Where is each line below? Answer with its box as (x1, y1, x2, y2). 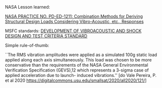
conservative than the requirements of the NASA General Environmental (5, 62, 148, 68)
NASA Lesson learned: (5, 4, 50, 10)
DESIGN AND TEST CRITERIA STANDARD (5, 33, 88, 39)
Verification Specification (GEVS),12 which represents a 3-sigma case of (5, 67, 149, 73)
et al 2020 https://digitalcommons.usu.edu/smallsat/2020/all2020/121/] (5, 77, 147, 83)
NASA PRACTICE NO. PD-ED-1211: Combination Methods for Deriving (5, 14, 143, 19)
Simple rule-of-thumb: (5, 43, 49, 48)
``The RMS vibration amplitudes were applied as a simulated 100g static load (5, 52, 157, 58)
